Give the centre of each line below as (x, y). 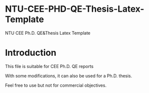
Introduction (31, 53)
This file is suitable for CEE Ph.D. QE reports (49, 66)
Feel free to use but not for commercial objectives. (56, 85)
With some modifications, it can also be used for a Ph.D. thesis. (69, 76)
